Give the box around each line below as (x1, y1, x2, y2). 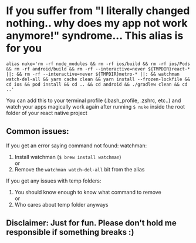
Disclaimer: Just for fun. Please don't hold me (6, 218, 177, 228)
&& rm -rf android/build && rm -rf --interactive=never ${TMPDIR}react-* (6, 66, 191, 72)
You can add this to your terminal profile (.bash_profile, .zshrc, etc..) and (6, 97, 181, 104)
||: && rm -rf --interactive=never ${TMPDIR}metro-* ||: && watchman (6, 71, 180, 77)
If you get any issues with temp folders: (6, 177, 102, 184)
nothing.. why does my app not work (6, 16, 188, 30)
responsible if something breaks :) (6, 227, 134, 237)
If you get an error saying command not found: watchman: (6, 142, 147, 149)
